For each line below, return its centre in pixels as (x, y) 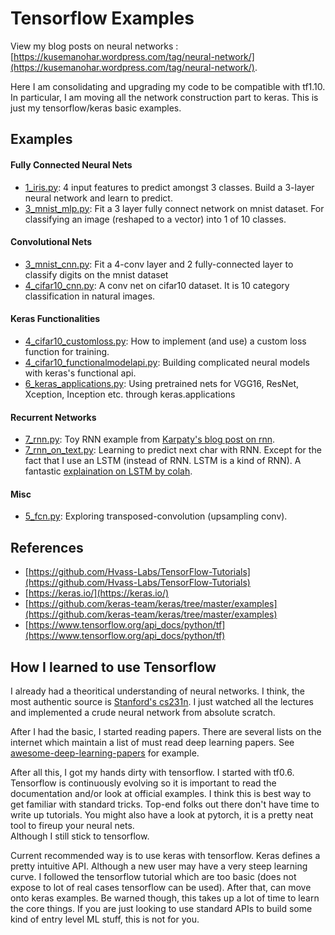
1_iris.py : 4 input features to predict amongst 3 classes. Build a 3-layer (169, 187)
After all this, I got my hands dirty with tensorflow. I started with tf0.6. (152, 772)
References (47, 547)
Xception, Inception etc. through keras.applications (130, 394)
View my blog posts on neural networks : (94, 46)
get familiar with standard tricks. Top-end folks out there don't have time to (165, 804)
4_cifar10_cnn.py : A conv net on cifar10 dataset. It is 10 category (157, 285)
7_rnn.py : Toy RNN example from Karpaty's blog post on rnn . (149, 439)
